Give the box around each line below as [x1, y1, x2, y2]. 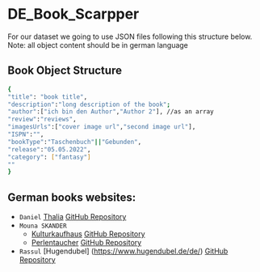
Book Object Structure [7, 64, 123, 78]
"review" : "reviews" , [7, 115, 78, 124]
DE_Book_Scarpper [7, 5, 140, 23]
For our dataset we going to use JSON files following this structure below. [7, 32, 253, 41]
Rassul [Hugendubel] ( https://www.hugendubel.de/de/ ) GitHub [19, 246, 229, 256]
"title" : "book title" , [7, 92, 88, 101]
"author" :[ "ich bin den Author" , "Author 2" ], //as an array [7, 108, 215, 116]
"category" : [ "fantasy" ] [7, 153, 91, 161]
